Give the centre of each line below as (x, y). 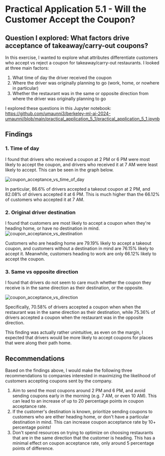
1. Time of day (22, 149)
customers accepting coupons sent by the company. (59, 381)
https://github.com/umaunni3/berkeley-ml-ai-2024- (58, 113)
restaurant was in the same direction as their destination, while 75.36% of (80, 312)
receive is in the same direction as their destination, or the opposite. (74, 288)
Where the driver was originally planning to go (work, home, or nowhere (86, 83)
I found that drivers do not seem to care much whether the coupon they (78, 283)
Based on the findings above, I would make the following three (69, 370)
